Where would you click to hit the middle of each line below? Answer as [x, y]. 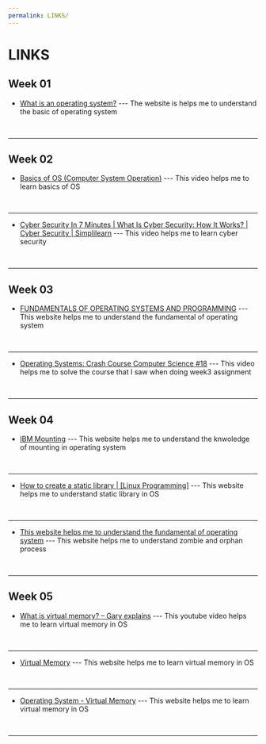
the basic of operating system [68, 111]
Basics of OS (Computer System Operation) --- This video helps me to [134, 178]
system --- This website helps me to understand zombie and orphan [131, 541]
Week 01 [30, 84]
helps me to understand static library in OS [89, 494]
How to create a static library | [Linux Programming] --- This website [131, 485]
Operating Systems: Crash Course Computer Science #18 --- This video [137, 364]
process [33, 549]
